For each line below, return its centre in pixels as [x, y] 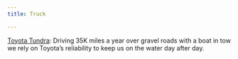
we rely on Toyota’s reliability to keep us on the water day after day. [106, 48]
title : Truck [27, 14]
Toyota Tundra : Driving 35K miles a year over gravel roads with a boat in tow [119, 41]
